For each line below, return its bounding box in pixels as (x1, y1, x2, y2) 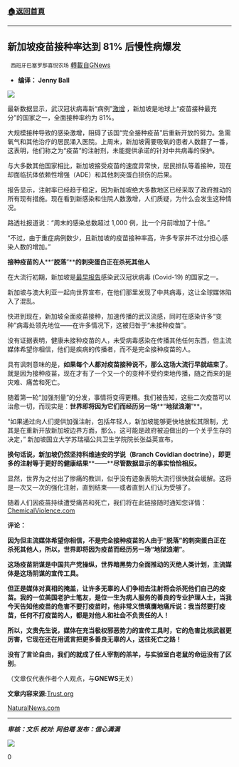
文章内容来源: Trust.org (7, 689, 74, 698)
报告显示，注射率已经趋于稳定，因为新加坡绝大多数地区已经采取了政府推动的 (7, 185, 232, 194)
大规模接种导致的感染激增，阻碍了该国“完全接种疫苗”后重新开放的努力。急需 (7, 128, 231, 137)
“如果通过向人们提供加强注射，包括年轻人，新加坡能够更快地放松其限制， (7, 417, 223, 426)
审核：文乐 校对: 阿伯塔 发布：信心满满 (7, 725, 120, 733)
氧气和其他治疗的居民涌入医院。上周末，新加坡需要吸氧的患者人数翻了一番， (7, 138, 232, 146)
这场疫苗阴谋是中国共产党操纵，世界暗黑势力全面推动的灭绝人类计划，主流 (7, 560, 225, 569)
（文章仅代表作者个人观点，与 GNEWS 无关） (7, 674, 137, 683)
